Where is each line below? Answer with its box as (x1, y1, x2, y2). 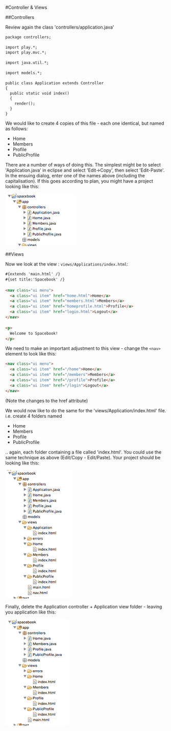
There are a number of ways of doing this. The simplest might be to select (5, 162, 161, 168)
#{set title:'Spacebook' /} (5, 277, 65, 282)
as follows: (5, 126, 28, 132)
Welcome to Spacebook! (10, 331, 58, 336)
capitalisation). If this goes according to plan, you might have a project (5, 178, 153, 184)
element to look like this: (5, 351, 57, 357)
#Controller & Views (5, 5, 47, 10)
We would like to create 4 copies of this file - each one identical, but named (5, 120, 164, 126)
